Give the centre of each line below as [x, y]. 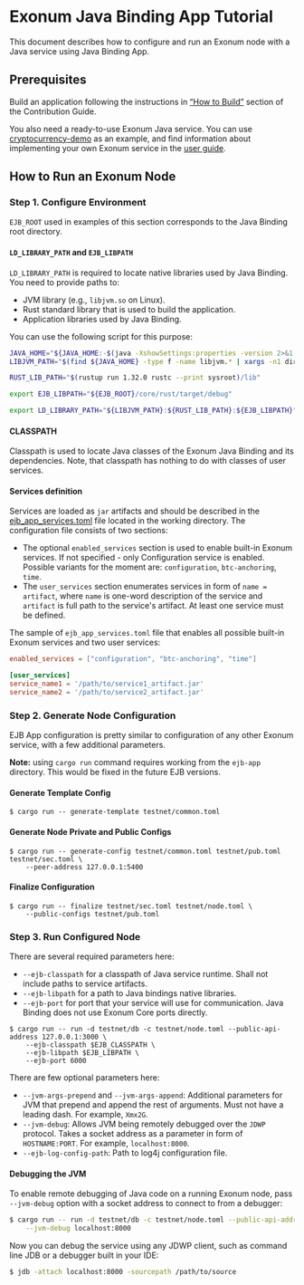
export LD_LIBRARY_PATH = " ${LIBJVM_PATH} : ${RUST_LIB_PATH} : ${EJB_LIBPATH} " [153, 411]
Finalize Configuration [52, 887]
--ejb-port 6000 [57, 1061]
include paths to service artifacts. [85, 983]
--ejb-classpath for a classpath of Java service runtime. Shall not [145, 974]
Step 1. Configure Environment [78, 203]
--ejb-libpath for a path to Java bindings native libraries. [129, 993]
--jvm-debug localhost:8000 [78, 1229]
